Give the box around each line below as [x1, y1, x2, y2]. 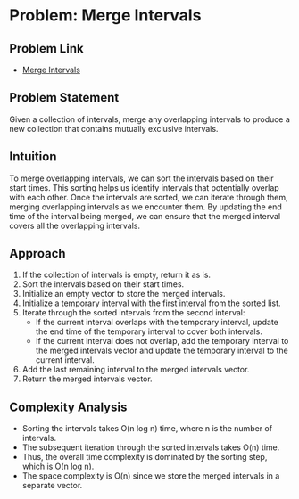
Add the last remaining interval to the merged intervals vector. [21, 364, 250, 375]
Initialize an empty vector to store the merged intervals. [21, 289, 226, 299]
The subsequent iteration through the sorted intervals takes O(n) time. [21, 442, 280, 453]
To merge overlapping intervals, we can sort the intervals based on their [9, 173, 274, 184]
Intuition [9, 149, 57, 165]
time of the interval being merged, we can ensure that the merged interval [9, 210, 281, 221]
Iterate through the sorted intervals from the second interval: [21, 307, 245, 318]
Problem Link [9, 41, 84, 56]
